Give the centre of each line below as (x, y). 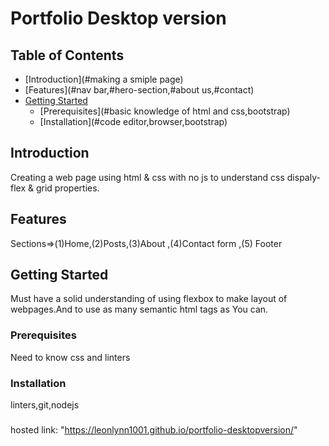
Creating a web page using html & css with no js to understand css (147, 177)
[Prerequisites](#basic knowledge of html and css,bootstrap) (165, 111)
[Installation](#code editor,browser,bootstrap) (133, 121)
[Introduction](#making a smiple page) (104, 79)
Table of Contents (67, 55)
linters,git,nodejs (45, 405)
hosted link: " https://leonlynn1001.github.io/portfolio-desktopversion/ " (154, 429)
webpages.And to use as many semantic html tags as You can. (139, 309)
